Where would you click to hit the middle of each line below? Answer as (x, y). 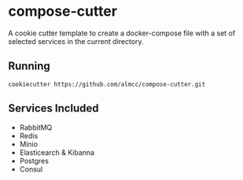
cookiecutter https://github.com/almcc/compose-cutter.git (107, 84)
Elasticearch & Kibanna (57, 152)
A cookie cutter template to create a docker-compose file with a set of (122, 33)
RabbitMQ (36, 127)
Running (29, 66)
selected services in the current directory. (76, 41)
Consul (31, 169)
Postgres (34, 160)
